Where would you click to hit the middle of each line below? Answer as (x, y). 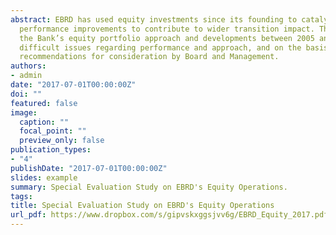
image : (24, 112)
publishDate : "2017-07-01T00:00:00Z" (89, 168)
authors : (28, 66)
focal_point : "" (53, 131)
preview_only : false (62, 141)
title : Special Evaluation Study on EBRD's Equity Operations (142, 206)
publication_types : (51, 150)
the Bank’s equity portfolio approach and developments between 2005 (167, 38)
